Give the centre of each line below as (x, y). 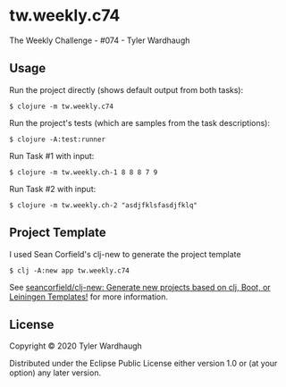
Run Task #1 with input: (52, 156)
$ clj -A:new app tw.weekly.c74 (69, 270)
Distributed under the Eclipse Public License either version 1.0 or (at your (143, 364)
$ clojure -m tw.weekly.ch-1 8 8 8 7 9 (84, 172)
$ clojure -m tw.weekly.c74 (62, 106)
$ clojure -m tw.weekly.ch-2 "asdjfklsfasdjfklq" (104, 205)
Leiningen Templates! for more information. (88, 297)
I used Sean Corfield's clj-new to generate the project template (125, 254)
